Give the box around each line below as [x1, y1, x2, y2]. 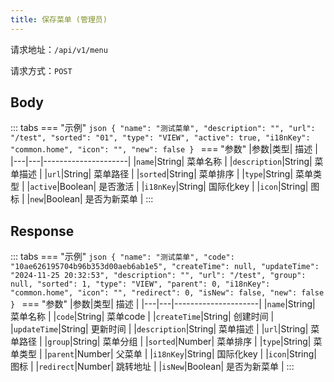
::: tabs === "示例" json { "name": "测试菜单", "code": [10, 251, 235, 263]
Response [10, 222, 75, 240]
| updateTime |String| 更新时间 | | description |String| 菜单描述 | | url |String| [10, 323, 309, 335]
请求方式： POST [10, 64, 73, 76]
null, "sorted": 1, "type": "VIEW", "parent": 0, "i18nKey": [10, 279, 271, 290]
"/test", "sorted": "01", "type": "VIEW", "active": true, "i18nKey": [10, 133, 311, 143]
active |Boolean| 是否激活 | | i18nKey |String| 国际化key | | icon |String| [29, 181, 309, 193]
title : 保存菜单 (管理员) [10, 14, 108, 25]
